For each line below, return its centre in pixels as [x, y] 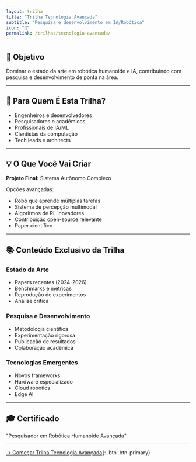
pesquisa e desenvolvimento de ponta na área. [62, 77]
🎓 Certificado [33, 419]
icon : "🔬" [18, 28]
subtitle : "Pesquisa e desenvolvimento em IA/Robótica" [75, 22]
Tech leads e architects [43, 140]
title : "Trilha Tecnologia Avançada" [52, 17]
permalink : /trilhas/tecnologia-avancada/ [58, 33]
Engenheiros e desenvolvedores [53, 115]
